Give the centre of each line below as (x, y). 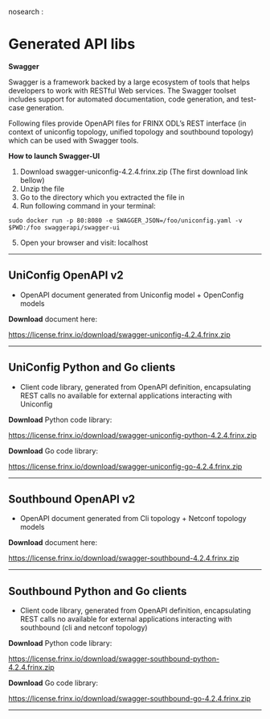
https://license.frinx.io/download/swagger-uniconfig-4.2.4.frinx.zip (119, 334)
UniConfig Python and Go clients (92, 368)
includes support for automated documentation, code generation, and (124, 99)
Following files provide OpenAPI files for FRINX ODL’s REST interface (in (127, 123)
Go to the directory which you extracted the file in (102, 197)
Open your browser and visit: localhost (84, 242)
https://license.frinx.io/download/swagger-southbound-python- (114, 659)
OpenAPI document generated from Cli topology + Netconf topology (133, 519)
